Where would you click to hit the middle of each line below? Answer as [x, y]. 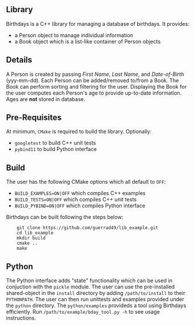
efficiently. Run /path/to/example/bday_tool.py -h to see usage [83, 312]
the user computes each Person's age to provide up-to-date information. [94, 93]
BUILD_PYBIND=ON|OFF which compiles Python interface [80, 206]
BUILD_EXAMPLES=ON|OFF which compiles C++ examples [80, 193]
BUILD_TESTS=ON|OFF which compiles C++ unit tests [76, 200]
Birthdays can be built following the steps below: [65, 217]
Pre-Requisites [34, 118]
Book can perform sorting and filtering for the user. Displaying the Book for [96, 86]
